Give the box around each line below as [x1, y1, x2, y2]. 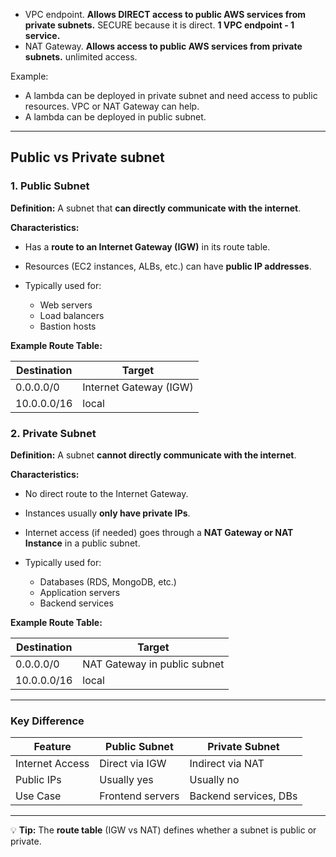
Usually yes [99, 773, 154, 787]
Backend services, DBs [189, 789, 298, 803]
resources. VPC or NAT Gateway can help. [24, 100, 200, 112]
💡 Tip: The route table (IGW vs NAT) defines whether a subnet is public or [10, 824, 317, 836]
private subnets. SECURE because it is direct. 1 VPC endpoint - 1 [24, 19, 295, 31]
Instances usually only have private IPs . [24, 507, 191, 519]
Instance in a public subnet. [24, 537, 141, 549]
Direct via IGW [99, 757, 167, 771]
